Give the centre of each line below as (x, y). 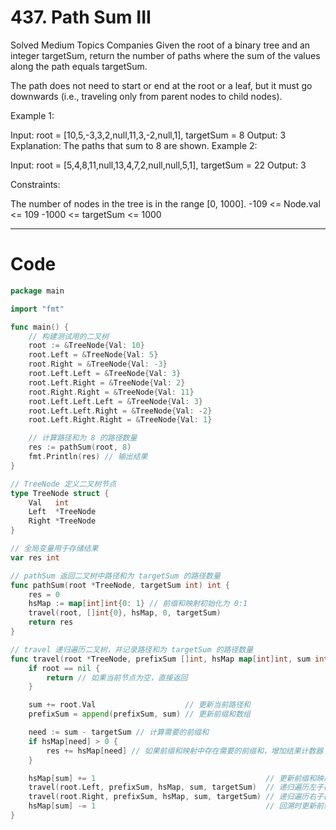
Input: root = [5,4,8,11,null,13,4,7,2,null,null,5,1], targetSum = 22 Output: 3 (158, 165)
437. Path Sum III (81, 17)
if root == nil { (64, 668)
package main (37, 291)
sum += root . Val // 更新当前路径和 (139, 705)
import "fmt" (37, 309)
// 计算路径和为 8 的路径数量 (83, 438)
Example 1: (32, 115)
